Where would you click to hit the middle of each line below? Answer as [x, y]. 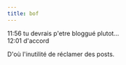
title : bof [23, 13]
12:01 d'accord [28, 40]
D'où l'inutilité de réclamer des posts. [61, 54]
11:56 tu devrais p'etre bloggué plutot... [63, 33]
